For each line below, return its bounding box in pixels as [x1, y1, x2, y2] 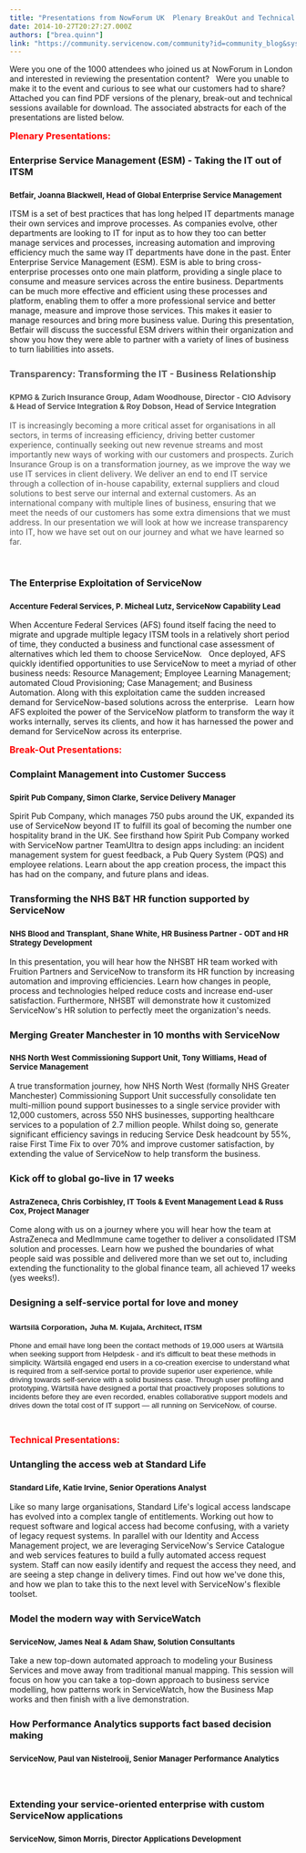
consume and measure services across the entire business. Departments [9, 276, 284, 287]
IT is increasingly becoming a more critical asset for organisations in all [9, 420, 276, 431]
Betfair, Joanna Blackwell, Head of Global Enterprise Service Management [9, 190, 282, 200]
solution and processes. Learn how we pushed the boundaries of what [9, 1244, 275, 1254]
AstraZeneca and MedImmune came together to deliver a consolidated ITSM [9, 1234, 297, 1244]
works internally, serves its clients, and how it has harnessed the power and [9, 716, 294, 727]
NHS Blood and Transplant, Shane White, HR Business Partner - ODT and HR [9, 928, 289, 939]
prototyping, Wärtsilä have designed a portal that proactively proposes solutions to [9, 1384, 285, 1394]
